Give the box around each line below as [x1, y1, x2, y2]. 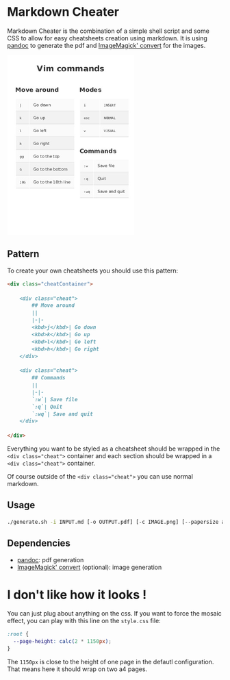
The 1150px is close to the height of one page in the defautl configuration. [7, 658, 214, 666]
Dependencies [7, 538, 71, 549]
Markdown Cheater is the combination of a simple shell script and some [7, 27, 210, 35]
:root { [7, 631, 29, 638]
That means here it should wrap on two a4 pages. [7, 665, 148, 673]
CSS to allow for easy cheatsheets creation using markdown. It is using [7, 34, 207, 42]
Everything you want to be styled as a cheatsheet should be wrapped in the [7, 444, 220, 453]
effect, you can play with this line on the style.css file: [7, 617, 161, 625]
